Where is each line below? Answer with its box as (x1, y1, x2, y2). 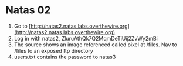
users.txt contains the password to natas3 (13, 53, 116, 60)
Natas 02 (5, 3, 51, 17)
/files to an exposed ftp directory (13, 47, 93, 54)
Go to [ (13, 23, 31, 30)
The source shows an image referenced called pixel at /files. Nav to (13, 41, 177, 48)
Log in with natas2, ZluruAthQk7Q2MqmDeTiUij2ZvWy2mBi (13, 35, 158, 42)
